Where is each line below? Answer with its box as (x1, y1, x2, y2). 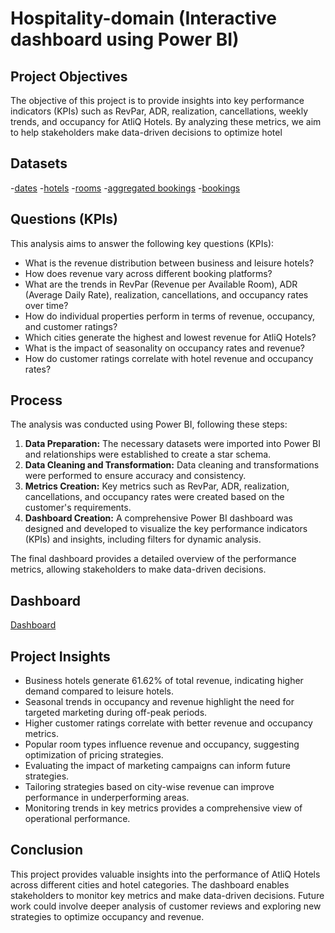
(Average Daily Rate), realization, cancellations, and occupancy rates (24, 288, 309, 301)
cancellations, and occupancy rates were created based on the (24, 491, 285, 503)
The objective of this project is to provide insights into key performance (10, 95, 305, 106)
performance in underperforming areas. (24, 792, 190, 804)
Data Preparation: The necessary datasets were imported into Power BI (24, 438, 321, 450)
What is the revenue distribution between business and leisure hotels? (24, 257, 315, 269)
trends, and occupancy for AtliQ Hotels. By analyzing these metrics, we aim (10, 116, 322, 127)
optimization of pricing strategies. (24, 749, 164, 761)
